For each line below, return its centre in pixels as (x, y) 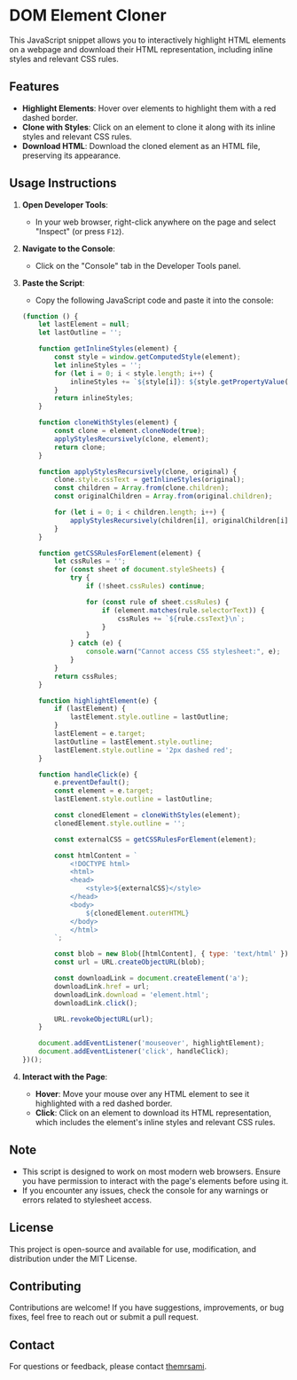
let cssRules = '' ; (90, 561)
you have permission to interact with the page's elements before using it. (155, 1180)
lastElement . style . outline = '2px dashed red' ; (144, 750)
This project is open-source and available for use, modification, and (133, 1249)
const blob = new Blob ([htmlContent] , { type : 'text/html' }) (172, 954)
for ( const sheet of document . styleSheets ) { (140, 570)
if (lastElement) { (90, 709)
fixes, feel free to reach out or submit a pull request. (104, 1317)
